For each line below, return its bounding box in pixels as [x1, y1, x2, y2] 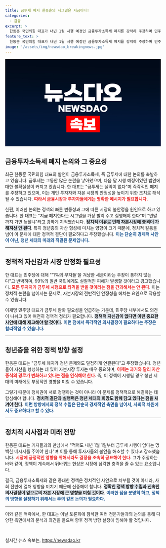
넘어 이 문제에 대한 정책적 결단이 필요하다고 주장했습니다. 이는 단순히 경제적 [5, 231, 150, 237]
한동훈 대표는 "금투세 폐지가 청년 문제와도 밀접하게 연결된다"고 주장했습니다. [5, 360, 152, 366]
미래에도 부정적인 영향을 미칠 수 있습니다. [14, 378, 94, 385]
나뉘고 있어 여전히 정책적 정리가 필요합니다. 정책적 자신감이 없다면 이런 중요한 [10, 313, 159, 319]
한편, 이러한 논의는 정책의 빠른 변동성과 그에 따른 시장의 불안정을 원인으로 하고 [5, 206, 156, 212]
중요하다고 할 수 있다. [14, 407, 55, 413]
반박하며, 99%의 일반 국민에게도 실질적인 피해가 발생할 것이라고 [16, 278, 139, 284]
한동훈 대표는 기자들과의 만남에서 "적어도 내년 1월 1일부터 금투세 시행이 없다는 [5, 442, 155, 448]
